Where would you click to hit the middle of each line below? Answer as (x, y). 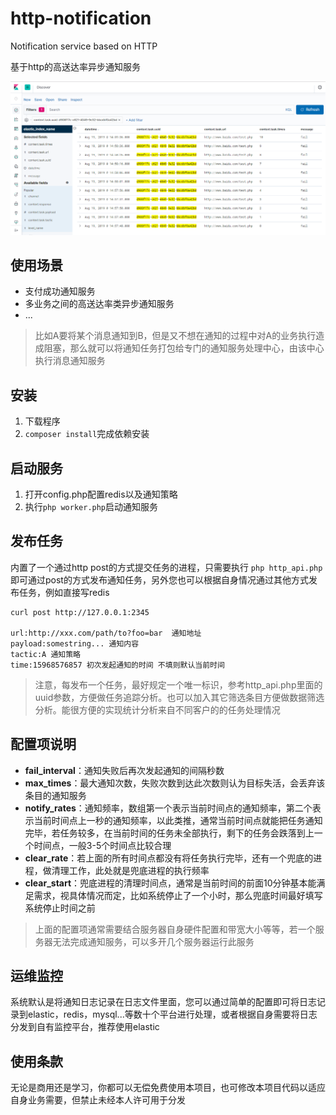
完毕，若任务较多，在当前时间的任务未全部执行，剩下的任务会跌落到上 (169, 833)
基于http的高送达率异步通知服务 (76, 66)
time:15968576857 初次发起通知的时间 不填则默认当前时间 (117, 665)
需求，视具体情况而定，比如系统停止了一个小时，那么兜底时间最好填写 (178, 895)
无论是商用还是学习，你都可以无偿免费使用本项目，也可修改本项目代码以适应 (168, 1088)
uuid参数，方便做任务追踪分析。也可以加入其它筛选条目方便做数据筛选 (179, 697)
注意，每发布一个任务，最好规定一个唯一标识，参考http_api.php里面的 (178, 684)
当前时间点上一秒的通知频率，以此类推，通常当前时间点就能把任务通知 (178, 820)
